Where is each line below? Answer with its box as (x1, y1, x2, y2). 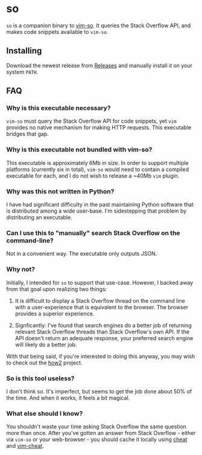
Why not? (6, 265, 35, 274)
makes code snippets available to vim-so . (6, 28, 109, 35)
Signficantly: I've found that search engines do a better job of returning (14, 321, 192, 329)
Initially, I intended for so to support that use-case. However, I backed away (6, 279, 194, 286)
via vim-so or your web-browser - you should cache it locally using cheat (6, 436, 188, 443)
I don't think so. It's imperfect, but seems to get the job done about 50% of (6, 387, 192, 395)
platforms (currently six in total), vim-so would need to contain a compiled (6, 166, 189, 173)
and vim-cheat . (6, 442, 44, 450)
